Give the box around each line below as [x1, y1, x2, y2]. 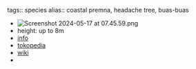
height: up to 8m [17, 27, 64, 34]
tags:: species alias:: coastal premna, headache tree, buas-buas [7, 6, 189, 14]
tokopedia [17, 41, 46, 49]
